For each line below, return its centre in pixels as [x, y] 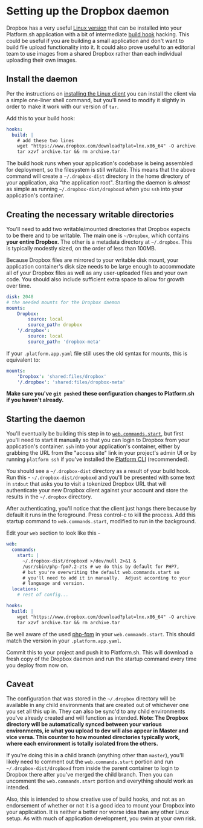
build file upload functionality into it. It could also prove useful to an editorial [101, 47]
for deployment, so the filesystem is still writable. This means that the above [101, 170]
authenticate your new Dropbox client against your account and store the [97, 491]
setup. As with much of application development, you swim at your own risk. [101, 818]
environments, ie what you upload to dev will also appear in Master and [97, 731]
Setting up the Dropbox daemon [88, 11]
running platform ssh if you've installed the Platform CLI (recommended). [98, 459]
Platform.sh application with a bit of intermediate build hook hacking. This [98, 34]
